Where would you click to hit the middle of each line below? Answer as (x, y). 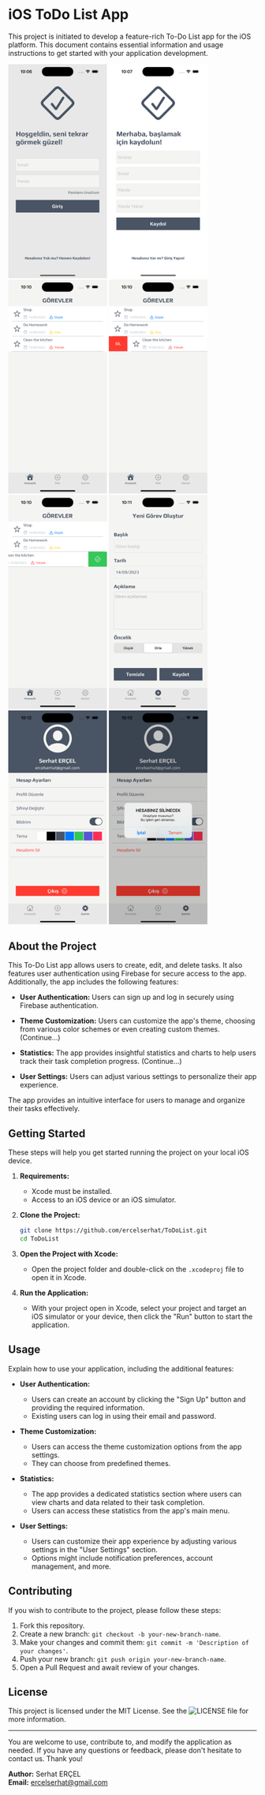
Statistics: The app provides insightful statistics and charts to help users (138, 1053)
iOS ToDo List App (69, 15)
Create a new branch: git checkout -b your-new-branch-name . (120, 1633)
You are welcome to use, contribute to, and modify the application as (120, 1742)
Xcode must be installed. (72, 1192)
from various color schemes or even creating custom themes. (120, 1029)
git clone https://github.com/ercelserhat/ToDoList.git (113, 1231)
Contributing (40, 1591)
